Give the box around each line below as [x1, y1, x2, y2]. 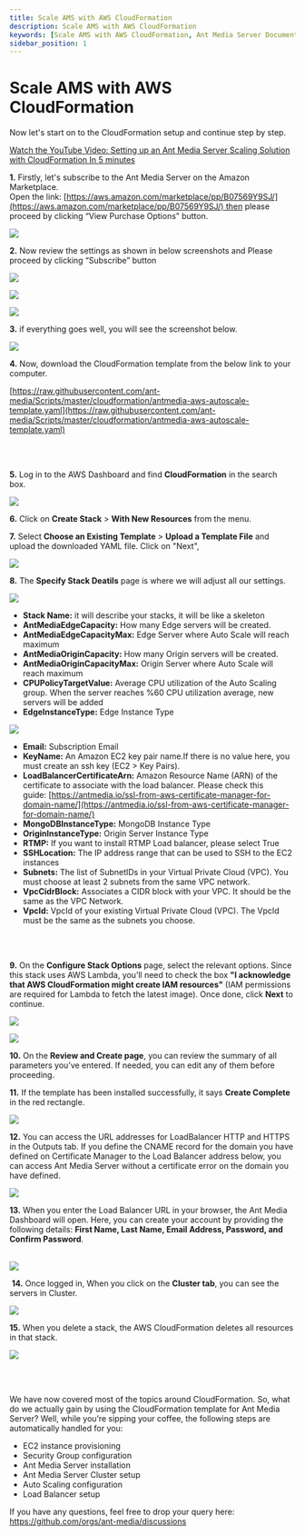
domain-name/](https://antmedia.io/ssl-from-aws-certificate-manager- [22, 799, 290, 810]
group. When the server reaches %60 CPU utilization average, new [22, 687, 274, 698]
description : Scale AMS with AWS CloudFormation [9, 22, 197, 31]
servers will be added [22, 697, 104, 708]
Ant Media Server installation [22, 1460, 132, 1471]
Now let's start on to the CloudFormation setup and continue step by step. [9, 127, 287, 138]
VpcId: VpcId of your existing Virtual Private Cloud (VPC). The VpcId [22, 905, 280, 916]
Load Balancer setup [22, 1489, 101, 1500]
